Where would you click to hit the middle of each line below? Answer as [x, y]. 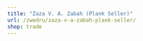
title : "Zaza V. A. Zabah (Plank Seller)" [70, 14]
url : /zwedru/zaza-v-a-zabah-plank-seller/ [72, 20]
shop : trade [25, 26]
